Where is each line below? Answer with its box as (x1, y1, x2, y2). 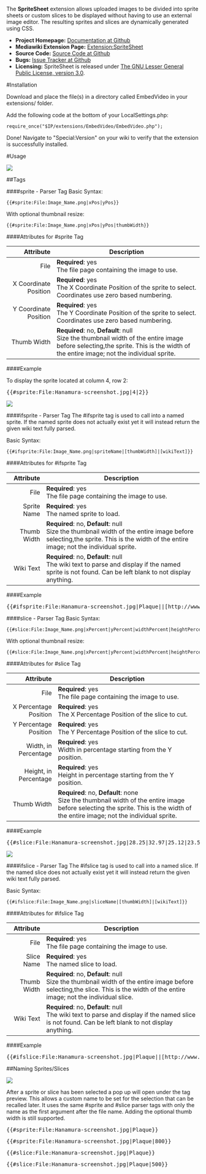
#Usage (6, 153, 26, 160)
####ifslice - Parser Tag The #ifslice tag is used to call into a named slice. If (6, 862, 199, 869)
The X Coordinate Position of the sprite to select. (56, 284, 197, 292)
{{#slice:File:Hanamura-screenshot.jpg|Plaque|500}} (6, 1161, 169, 1168)
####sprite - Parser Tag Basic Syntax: (6, 188, 103, 195)
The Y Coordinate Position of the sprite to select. (56, 309, 197, 317)
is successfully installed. (6, 141, 69, 148)
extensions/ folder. (6, 99, 54, 107)
